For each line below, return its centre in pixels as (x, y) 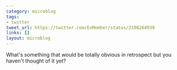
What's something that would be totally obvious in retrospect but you (89, 55)
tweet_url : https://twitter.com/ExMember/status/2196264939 (81, 27)
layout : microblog (28, 38)
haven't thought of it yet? (36, 61)
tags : (13, 17)
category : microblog (31, 11)
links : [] (18, 33)
